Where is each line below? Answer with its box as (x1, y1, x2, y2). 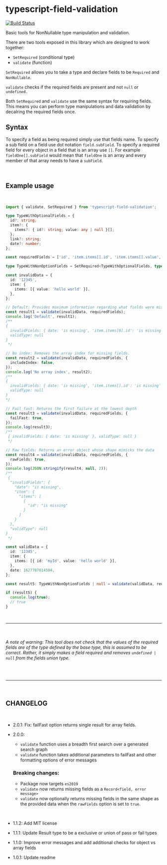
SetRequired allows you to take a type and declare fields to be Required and (5, 69, 160, 75)
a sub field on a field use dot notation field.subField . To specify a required (5, 141, 160, 147)
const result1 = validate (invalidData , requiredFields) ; (5, 310, 126, 315)
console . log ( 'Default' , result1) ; (5, 314, 77, 319)
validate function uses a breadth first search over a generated (20, 741, 149, 747)
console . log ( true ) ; (10, 595, 51, 600)
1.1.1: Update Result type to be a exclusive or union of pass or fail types (12, 830, 158, 836)
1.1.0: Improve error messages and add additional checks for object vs (12, 840, 156, 846)
